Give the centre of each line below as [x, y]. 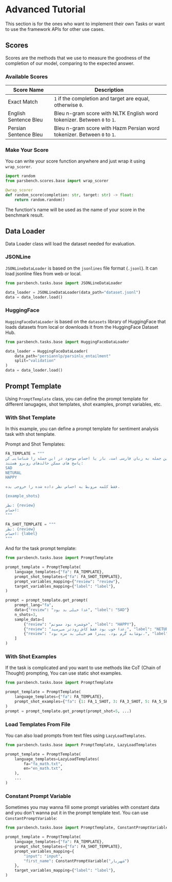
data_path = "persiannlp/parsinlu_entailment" [63, 356]
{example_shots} [23, 496]
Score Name [28, 90]
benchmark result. [25, 215]
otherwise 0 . [69, 105]
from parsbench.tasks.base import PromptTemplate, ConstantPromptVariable [87, 828]
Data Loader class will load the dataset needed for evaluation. [70, 243]
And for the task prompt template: [41, 549]
